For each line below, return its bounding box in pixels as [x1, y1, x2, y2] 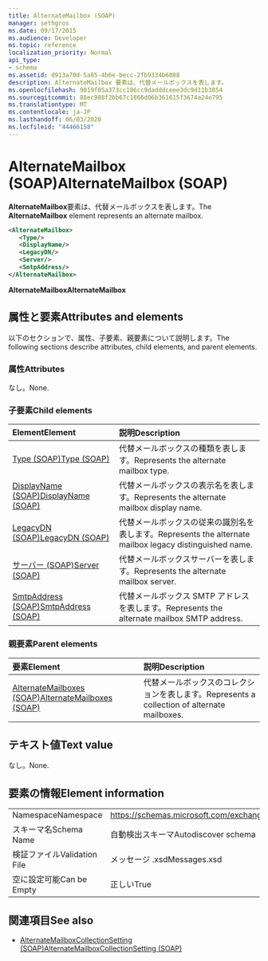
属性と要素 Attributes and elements [8, 310, 183, 324]
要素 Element [12, 661, 61, 672]
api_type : [8, 57, 41, 65]
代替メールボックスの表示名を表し [118, 480, 247, 491]
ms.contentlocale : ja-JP [8, 109, 91, 117]
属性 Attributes [8, 363, 65, 374]
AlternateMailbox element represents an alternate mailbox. [8, 211, 203, 220]
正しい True [110, 879, 152, 890]
